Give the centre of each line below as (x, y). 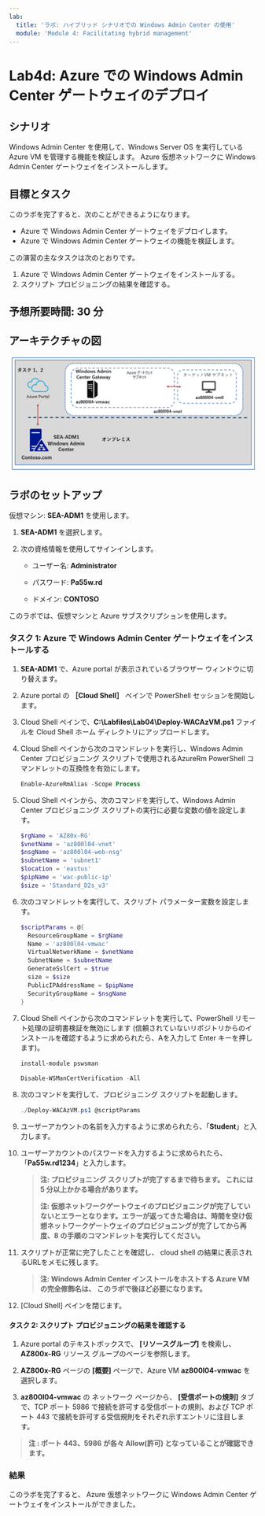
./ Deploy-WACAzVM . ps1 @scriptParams (80, 1111)
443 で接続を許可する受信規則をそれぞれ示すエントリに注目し (137, 1417)
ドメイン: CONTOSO (66, 599)
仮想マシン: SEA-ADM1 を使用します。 (71, 516)
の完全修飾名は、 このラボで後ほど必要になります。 (123, 1289)
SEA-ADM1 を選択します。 (63, 532)
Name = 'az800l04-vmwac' (68, 944)
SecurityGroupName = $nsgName (77, 993)
